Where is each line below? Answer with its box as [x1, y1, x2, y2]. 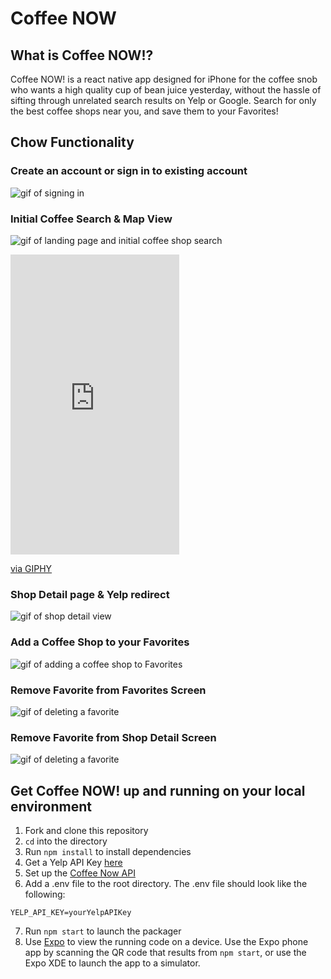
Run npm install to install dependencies [24, 845, 192, 857]
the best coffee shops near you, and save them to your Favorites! [10, 105, 279, 117]
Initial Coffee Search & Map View [10, 212, 173, 226]
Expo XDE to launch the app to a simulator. [24, 957, 201, 969]
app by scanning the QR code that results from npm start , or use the [24, 946, 307, 958]
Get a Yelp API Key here [24, 856, 123, 868]
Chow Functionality [10, 134, 135, 151]
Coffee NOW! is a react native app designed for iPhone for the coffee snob [10, 73, 318, 85]
